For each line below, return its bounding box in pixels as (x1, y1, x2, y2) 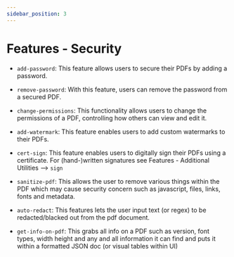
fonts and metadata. (16, 192, 75, 201)
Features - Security (6, 40, 122, 56)
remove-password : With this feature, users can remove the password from (16, 85, 228, 94)
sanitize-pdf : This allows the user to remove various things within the (16, 177, 220, 185)
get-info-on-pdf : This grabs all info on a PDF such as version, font (16, 227, 210, 235)
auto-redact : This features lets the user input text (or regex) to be (16, 206, 207, 214)
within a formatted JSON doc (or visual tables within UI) (16, 242, 178, 250)
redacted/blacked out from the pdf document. (16, 213, 150, 222)
